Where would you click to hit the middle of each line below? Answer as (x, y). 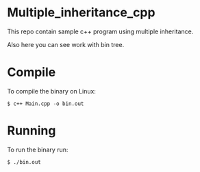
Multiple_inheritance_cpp (81, 13)
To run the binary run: (38, 149)
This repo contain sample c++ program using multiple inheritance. (100, 31)
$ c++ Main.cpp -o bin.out (46, 104)
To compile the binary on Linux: (51, 91)
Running (32, 131)
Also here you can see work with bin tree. (66, 44)
